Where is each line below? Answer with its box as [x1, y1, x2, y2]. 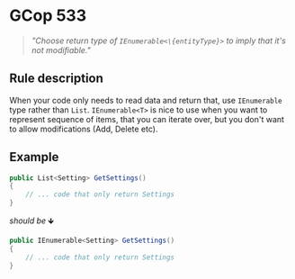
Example [9, 149, 59, 165]
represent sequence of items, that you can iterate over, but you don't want [9, 113, 285, 124]
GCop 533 [9, 5, 87, 26]
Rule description [9, 71, 103, 86]
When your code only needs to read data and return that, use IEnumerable [9, 94, 282, 105]
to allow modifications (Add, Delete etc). [9, 123, 158, 134]
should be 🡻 [9, 215, 54, 226]
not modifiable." [31, 44, 92, 55]
